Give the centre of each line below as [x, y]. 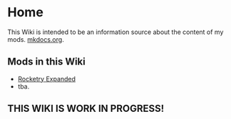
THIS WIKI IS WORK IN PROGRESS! [86, 109]
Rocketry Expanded [47, 79]
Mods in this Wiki [46, 62]
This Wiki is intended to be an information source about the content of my [115, 32]
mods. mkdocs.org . [36, 39]
